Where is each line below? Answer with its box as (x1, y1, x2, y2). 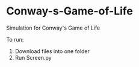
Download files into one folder (14, 47, 90, 55)
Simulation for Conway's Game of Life (6, 24, 100, 31)
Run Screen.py (14, 54, 52, 61)
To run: (6, 36, 24, 43)
